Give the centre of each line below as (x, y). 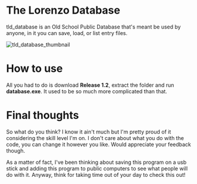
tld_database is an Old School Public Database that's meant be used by (93, 27)
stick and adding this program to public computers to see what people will (97, 168)
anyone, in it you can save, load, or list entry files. (67, 33)
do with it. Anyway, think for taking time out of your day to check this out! (96, 175)
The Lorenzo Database (63, 10)
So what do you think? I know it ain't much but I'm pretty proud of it (89, 132)
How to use (35, 69)
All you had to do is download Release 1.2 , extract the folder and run (90, 85)
